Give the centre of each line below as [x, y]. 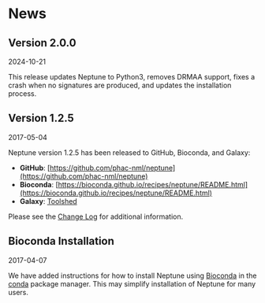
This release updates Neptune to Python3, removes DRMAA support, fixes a [132, 77]
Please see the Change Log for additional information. [96, 216]
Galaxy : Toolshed [48, 201]
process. [22, 94]
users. [19, 292]
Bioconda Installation [61, 241]
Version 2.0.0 [42, 43]
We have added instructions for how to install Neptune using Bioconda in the [132, 275]
